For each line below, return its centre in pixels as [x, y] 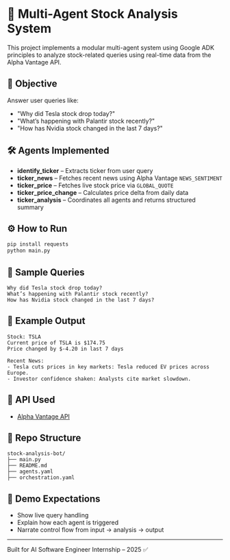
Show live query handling [53, 515]
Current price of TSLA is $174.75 [56, 342]
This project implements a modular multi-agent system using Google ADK [111, 47]
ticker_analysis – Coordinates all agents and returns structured [106, 200]
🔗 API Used [31, 400]
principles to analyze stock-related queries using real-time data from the [109, 55]
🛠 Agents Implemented [58, 151]
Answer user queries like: [43, 100]
